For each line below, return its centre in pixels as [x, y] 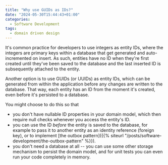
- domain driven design [35, 33]
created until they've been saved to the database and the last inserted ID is [83, 64]
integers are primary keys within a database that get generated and [75, 53]
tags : [11, 29]
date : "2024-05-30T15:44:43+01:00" [43, 15]
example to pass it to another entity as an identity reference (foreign [83, 130]
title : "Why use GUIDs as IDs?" [39, 10]
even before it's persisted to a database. [47, 95]
